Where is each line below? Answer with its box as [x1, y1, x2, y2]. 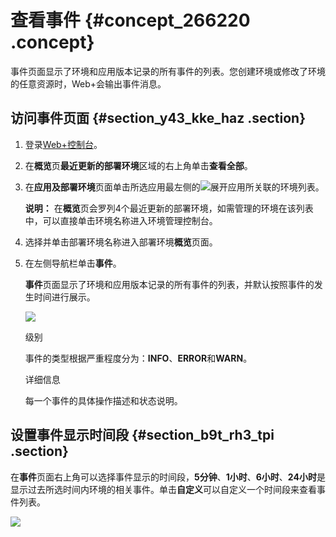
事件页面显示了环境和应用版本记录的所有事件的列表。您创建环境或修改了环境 [10, 65, 326, 77]
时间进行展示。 [33, 291, 96, 303]
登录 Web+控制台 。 [24, 138, 103, 150]
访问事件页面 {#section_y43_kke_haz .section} [10, 110, 307, 127]
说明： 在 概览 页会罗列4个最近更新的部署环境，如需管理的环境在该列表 [24, 202, 314, 214]
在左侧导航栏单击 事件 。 [24, 257, 122, 269]
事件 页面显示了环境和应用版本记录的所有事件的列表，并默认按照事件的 [24, 278, 315, 290]
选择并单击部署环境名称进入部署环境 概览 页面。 [24, 236, 218, 248]
